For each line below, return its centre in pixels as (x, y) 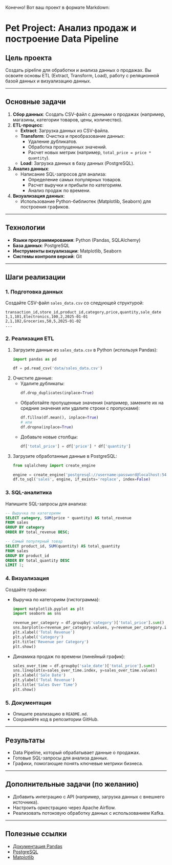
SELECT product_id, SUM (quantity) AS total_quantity (63, 546)
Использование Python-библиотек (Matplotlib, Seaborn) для (85, 201)
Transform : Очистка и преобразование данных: (73, 136)
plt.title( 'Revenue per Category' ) (51, 642)
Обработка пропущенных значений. (68, 147)
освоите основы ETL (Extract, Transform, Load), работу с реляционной (82, 76)
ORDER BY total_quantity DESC (38, 560)
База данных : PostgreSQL (41, 245)
